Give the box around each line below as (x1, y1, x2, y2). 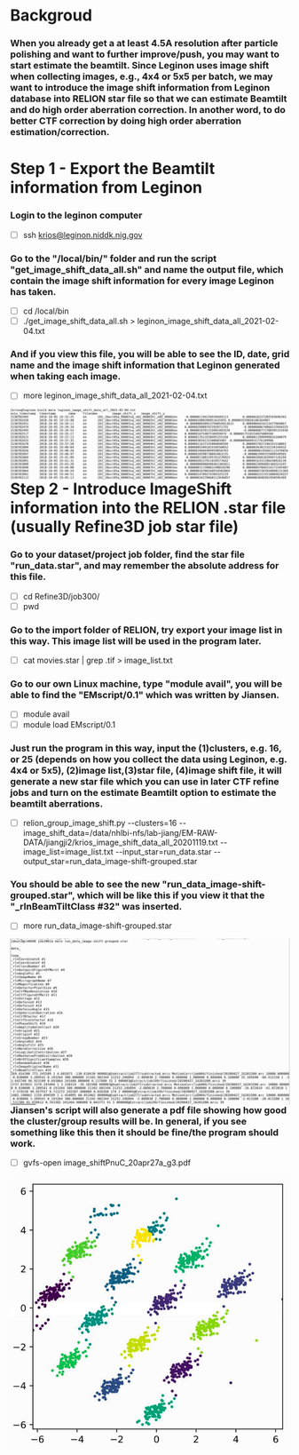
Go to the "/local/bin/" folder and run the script (10, 252, 216, 265)
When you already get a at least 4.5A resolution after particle (10, 37, 279, 50)
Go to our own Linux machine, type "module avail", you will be (10, 678, 283, 690)
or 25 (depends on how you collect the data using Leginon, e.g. (10, 752, 287, 765)
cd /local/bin (22, 306, 69, 316)
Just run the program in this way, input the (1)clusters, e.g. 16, (10, 742, 282, 754)
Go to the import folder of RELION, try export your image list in (10, 624, 283, 636)
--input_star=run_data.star (114, 846, 212, 857)
